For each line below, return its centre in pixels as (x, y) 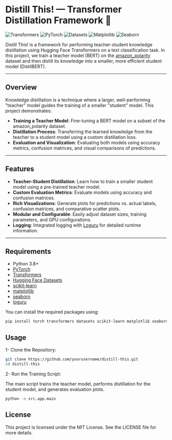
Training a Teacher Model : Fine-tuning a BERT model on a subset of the (89, 121)
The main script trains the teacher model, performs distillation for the (78, 383)
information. (25, 230)
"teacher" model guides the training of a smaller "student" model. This (80, 105)
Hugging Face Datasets (37, 280)
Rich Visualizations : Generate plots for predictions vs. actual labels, (85, 203)
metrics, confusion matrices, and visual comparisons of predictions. (84, 148)
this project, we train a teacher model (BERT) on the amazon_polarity (78, 56)
